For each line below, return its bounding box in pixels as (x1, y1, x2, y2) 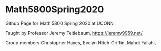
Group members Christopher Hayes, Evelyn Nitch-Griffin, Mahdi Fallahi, (5, 39, 156, 46)
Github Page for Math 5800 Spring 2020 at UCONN (5, 20, 114, 26)
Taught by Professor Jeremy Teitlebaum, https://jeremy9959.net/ (5, 30, 143, 36)
